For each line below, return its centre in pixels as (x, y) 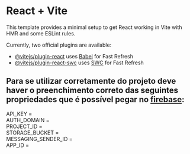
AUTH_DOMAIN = (28, 120)
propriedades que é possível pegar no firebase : (95, 99)
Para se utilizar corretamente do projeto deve (91, 81)
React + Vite (37, 11)
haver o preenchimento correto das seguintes (92, 91)
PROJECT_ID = (24, 126)
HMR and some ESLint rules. (41, 33)
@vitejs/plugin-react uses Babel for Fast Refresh (74, 56)
